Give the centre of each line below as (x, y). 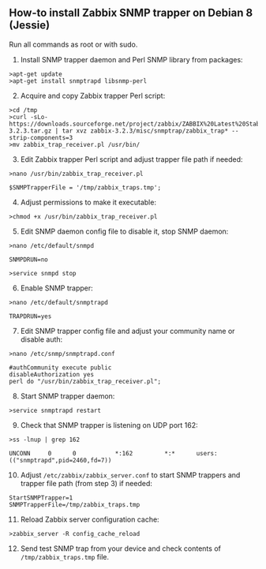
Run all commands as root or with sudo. (73, 44)
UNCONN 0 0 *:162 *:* (92, 453)
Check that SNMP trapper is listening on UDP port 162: (109, 425)
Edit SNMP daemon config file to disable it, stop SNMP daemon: (124, 231)
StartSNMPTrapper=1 (41, 498)
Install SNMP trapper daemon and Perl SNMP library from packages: (131, 59)
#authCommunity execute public (60, 367)
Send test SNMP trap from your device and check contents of (121, 548)
